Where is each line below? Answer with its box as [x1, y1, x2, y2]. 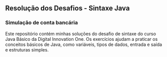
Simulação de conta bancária [5, 19, 78, 26]
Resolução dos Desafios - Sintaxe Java [5, 4, 130, 13]
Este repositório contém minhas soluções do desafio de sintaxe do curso [5, 30, 156, 37]
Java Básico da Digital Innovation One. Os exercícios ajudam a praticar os [5, 36, 158, 42]
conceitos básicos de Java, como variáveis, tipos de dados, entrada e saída [5, 41, 162, 47]
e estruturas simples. [5, 46, 49, 52]
